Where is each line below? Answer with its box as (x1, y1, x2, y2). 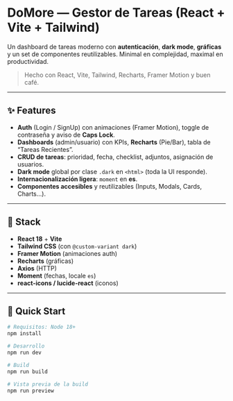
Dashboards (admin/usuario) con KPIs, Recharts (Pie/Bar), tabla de (17, 137, 211, 146)
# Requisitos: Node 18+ (7, 324, 76, 331)
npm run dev (7, 349, 42, 356)
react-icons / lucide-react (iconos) (17, 279, 119, 287)
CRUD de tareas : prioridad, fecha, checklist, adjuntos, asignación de (17, 153, 214, 161)
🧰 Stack (7, 216, 42, 228)
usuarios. (17, 160, 44, 168)
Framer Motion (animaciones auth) (17, 249, 118, 257)
